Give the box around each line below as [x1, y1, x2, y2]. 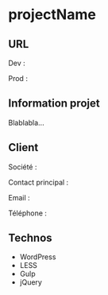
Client [8, 141, 39, 154]
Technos [8, 231, 53, 245]
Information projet [8, 97, 101, 111]
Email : [8, 192, 30, 202]
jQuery [19, 278, 42, 287]
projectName [8, 6, 97, 24]
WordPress [19, 252, 56, 262]
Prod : [8, 74, 28, 83]
